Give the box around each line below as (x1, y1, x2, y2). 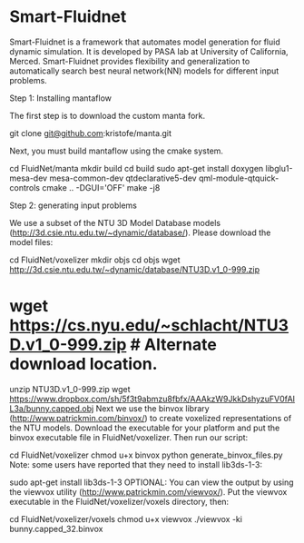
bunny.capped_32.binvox (9, 523, 103, 534)
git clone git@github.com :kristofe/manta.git (9, 127, 172, 138)
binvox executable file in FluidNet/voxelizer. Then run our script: (9, 431, 249, 442)
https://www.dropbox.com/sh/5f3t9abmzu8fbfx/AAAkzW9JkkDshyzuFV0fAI (9, 393, 296, 404)
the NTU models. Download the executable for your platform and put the (9, 422, 280, 433)
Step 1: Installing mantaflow (9, 93, 112, 104)
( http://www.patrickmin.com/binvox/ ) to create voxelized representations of (9, 412, 292, 423)
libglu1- (265, 163, 293, 173)
